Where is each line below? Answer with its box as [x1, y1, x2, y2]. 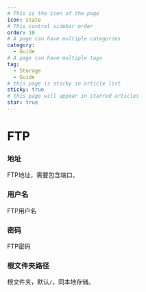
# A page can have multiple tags [7, 55, 103, 62]
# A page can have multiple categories [7, 36, 121, 42]
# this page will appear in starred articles [7, 93, 139, 100]
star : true [7, 99, 38, 106]
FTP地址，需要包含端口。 [7, 171, 79, 179]
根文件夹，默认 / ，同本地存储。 [7, 278, 95, 286]
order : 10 [7, 29, 36, 36]
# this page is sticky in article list [7, 80, 121, 87]
